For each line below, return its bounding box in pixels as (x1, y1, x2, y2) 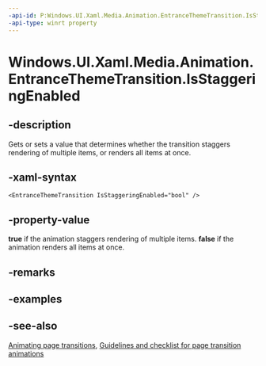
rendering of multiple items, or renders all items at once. (8, 147, 192, 157)
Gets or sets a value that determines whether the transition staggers (8, 139, 231, 149)
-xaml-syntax (8, 170, 78, 184)
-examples (8, 292, 63, 306)
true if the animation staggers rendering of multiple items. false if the (8, 234, 234, 244)
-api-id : (8, 11, 37, 20)
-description (8, 118, 71, 132)
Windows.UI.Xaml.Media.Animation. (8, 53, 255, 71)
